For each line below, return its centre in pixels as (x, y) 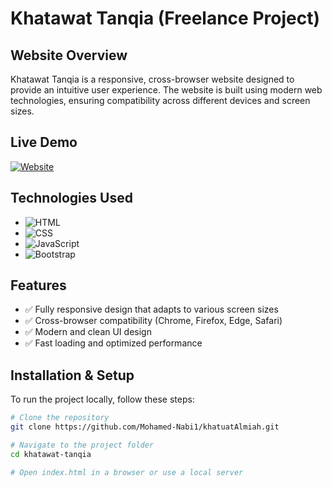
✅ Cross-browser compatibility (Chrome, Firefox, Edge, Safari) (153, 321)
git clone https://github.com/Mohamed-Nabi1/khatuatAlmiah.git (145, 427)
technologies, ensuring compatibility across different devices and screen (160, 100)
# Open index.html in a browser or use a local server (127, 472)
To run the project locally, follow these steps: (102, 399)
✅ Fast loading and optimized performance (113, 343)
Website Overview (69, 55)
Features (38, 285)
